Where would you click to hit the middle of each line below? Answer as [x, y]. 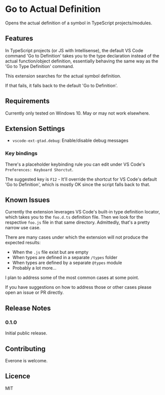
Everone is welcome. [27, 360]
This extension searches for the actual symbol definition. [63, 76]
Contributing [25, 349]
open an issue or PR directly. [34, 293]
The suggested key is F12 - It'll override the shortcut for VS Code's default [81, 179]
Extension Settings [35, 128]
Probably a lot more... [34, 268]
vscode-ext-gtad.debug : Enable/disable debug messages [70, 140]
